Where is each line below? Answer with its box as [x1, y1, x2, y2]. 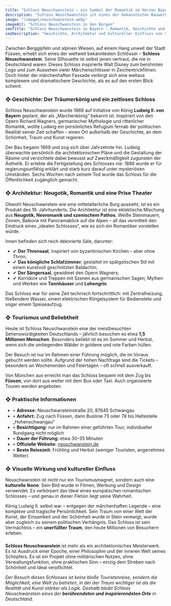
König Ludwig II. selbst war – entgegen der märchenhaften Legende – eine [5, 503, 161, 509]
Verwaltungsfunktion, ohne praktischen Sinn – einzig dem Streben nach [5, 559, 156, 565]
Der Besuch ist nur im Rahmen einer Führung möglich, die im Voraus [5, 351, 149, 357]
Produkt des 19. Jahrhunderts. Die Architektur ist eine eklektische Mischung [5, 206, 164, 213]
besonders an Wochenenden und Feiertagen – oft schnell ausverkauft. [5, 362, 153, 368]
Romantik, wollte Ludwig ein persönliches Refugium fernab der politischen [5, 123, 161, 130]
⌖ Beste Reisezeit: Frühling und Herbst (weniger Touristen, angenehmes [12, 447, 165, 453]
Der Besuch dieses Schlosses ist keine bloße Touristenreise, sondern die [5, 574, 158, 581]
